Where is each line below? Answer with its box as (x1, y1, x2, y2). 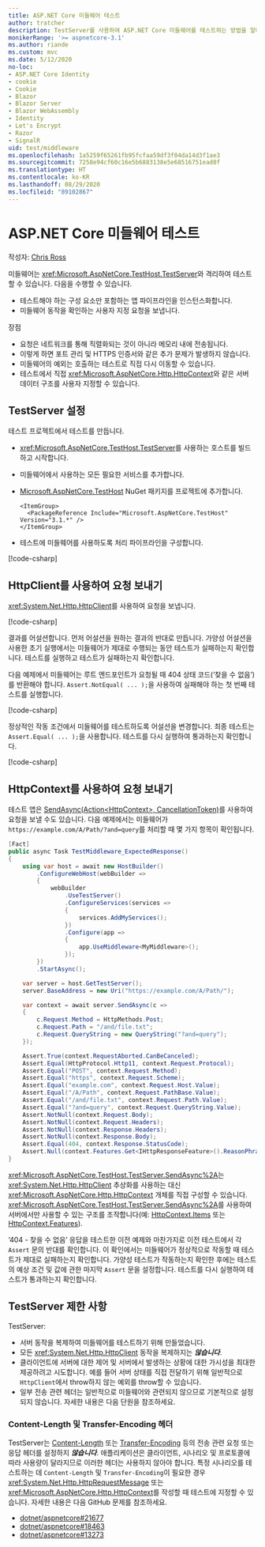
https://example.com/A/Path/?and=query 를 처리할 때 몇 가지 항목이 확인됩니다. (8, 824, 255, 834)
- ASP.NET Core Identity (8, 70, 90, 78)
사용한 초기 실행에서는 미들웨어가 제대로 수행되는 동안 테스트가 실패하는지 (8, 643, 234, 653)
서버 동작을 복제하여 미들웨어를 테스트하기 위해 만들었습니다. (19, 1338, 206, 1347)
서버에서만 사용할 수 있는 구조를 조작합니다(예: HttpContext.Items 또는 (8, 1209, 226, 1219)
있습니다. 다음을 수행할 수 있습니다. (24, 278, 132, 289)
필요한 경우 (171, 1467, 207, 1477)
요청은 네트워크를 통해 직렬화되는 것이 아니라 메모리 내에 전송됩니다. (19, 339, 229, 349)
